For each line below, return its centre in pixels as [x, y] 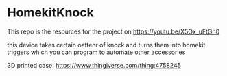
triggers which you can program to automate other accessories [96, 52]
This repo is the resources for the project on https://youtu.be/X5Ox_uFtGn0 [113, 31]
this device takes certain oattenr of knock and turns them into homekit [106, 45]
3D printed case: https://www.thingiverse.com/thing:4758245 [94, 65]
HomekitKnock [50, 13]
